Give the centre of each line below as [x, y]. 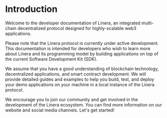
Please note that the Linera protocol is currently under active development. [82, 43]
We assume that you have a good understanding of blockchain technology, [82, 69]
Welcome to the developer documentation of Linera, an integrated [73, 23]
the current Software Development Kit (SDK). [51, 59]
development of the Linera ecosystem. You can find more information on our [84, 105]
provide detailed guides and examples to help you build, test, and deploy [80, 79]
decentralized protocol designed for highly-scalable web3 [77, 28]
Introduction [31, 9]
